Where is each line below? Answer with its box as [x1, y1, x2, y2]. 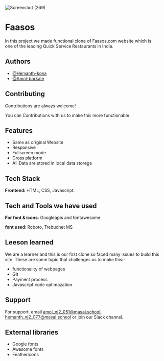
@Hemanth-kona [12, 70, 47, 76]
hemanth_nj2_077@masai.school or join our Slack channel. [5, 314, 124, 320]
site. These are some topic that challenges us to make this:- [5, 256, 126, 262]
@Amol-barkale [12, 75, 44, 81]
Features [5, 126, 33, 135]
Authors [5, 57, 31, 66]
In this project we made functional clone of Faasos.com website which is [5, 38, 152, 44]
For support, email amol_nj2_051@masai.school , [5, 309, 102, 314]
